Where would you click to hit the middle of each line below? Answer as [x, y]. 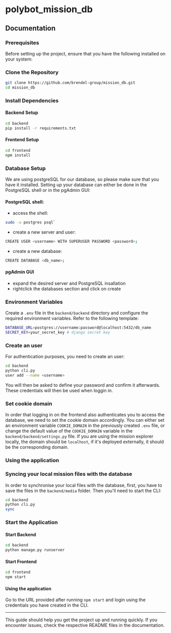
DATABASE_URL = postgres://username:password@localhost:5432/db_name [78, 328]
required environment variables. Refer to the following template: [72, 319]
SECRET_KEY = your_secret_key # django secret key [58, 333]
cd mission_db [20, 88]
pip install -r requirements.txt [41, 128]
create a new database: [37, 251]
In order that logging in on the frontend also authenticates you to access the [85, 415]
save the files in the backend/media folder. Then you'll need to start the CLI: [83, 491]
